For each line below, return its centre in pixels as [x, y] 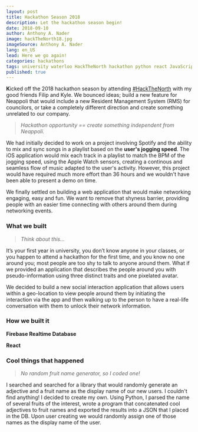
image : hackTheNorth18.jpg [39, 39]
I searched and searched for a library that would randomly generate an [92, 385]
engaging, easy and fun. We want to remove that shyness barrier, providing [98, 198]
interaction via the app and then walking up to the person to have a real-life [97, 299]
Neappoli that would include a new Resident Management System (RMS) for [98, 102]
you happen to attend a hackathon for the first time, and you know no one [95, 257]
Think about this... [42, 239]
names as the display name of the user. [54, 423]
